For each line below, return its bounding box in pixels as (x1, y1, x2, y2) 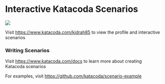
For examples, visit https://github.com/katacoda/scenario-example (5, 73, 142, 79)
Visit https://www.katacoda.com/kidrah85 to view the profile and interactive (5, 29, 160, 35)
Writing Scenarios (5, 47, 50, 54)
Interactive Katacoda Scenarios (5, 3, 138, 15)
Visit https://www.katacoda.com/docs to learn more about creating (5, 58, 142, 64)
